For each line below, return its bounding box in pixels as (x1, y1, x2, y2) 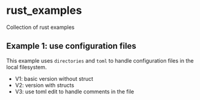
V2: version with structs (15, 81, 74, 89)
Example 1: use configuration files (6, 41, 137, 51)
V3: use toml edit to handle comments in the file (15, 88, 134, 95)
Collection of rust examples (6, 23, 75, 31)
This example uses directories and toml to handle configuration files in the (6, 57, 194, 64)
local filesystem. (6, 63, 47, 70)
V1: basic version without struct (15, 75, 94, 82)
